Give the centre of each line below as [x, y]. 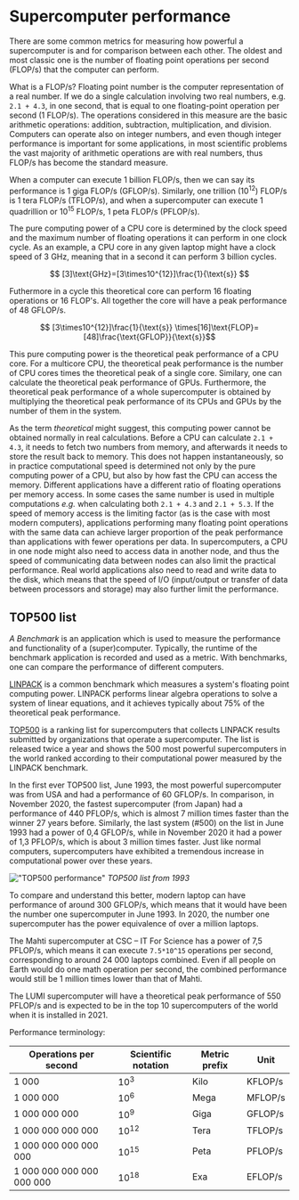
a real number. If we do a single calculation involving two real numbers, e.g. [148, 96]
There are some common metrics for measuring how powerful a [126, 41]
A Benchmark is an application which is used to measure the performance [145, 639]
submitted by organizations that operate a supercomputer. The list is [134, 739]
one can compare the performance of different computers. [117, 667]
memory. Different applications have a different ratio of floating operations [145, 485]
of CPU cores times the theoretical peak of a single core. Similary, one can [145, 373]
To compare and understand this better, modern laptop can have [128, 895]
